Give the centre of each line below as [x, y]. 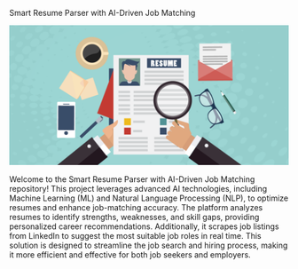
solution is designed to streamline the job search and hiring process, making [149, 245]
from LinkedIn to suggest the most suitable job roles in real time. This [135, 236]
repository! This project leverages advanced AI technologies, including [138, 189]
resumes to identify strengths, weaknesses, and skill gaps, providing [134, 217]
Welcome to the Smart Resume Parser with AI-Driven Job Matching [132, 179]
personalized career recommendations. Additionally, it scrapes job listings [144, 226]
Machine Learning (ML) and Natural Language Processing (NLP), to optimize [149, 198]
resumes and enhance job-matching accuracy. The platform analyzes [136, 207]
